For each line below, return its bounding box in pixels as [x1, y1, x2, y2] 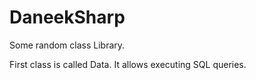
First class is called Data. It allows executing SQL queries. [9, 58, 247, 70]
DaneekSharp [9, 6, 126, 29]
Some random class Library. [9, 39, 126, 51]
